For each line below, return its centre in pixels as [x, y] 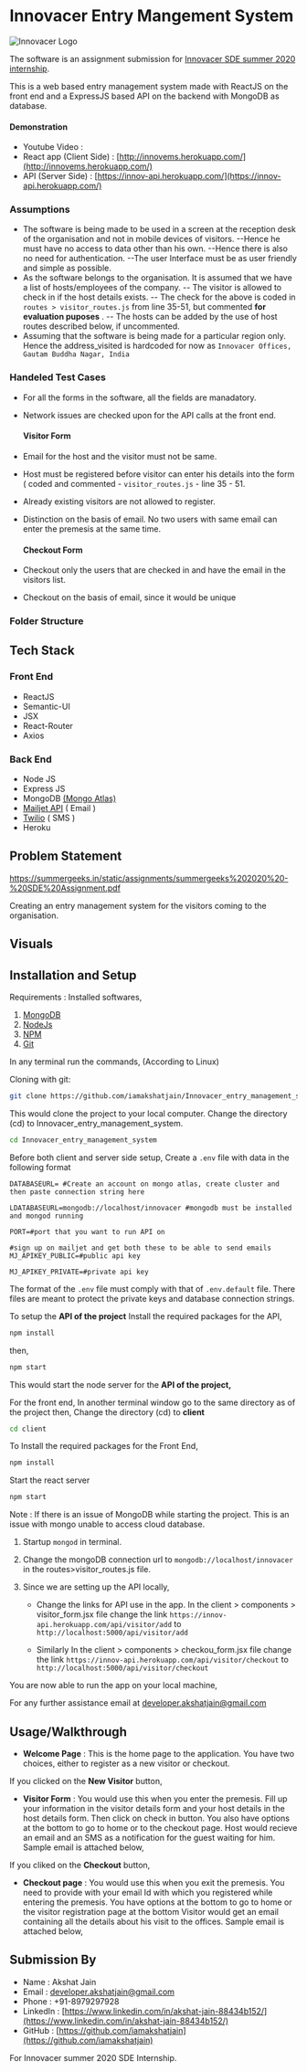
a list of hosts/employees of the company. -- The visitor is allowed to [152, 288]
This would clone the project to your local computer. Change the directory [148, 1113]
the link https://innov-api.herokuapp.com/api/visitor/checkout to [163, 1660]
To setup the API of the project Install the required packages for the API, [146, 1316]
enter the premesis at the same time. [92, 529]
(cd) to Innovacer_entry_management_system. [96, 1123]
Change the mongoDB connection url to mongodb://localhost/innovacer [158, 1559]
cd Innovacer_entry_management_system [83, 1140]
